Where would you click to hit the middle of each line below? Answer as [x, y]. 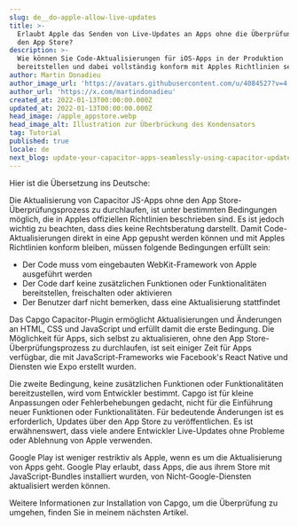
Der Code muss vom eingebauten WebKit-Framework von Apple [139, 264]
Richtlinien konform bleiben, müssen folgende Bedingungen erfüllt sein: [140, 247]
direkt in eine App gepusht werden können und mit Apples [179, 238]
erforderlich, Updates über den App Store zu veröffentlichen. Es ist [131, 421]
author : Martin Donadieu [55, 75]
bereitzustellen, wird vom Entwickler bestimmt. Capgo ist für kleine [132, 393]
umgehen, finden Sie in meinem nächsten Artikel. [99, 512]
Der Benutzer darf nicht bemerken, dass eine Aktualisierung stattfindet [151, 302]
